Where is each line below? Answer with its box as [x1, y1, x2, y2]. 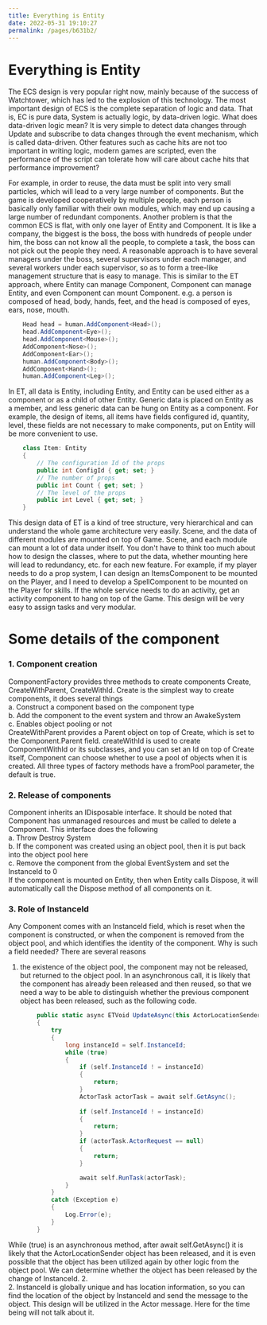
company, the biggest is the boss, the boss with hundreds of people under [8, 229, 253, 239]
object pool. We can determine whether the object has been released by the [8, 1265, 257, 1275]
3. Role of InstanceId [8, 903, 90, 915]
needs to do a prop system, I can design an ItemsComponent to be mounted [8, 569, 258, 578]
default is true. [8, 769, 56, 779]
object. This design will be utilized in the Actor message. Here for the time [8, 1299, 250, 1308]
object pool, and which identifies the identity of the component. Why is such [8, 938, 258, 948]
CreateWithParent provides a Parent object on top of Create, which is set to [8, 727, 255, 736]
